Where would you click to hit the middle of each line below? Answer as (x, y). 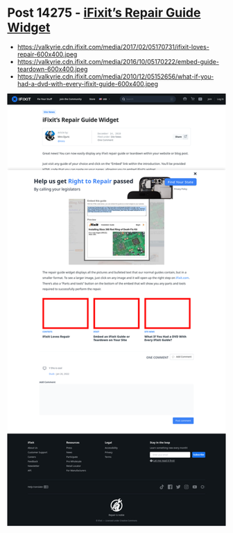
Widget (29, 27)
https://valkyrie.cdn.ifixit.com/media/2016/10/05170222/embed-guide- (118, 61)
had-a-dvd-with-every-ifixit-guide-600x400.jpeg (87, 83)
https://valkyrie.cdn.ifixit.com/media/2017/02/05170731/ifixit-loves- (113, 47)
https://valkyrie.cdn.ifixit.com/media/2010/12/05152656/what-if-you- (115, 76)
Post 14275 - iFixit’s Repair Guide (104, 13)
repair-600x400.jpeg (47, 54)
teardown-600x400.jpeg (52, 69)
